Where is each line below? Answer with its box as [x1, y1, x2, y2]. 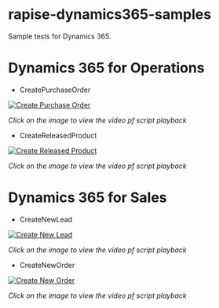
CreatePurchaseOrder [19, 85, 91, 94]
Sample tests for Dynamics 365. [8, 31, 111, 41]
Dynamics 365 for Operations [8, 59, 206, 77]
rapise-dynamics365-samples [8, 5, 212, 24]
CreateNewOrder [19, 260, 75, 269]
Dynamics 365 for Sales [8, 189, 167, 207]
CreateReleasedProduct [19, 130, 97, 140]
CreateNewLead [19, 214, 73, 224]
